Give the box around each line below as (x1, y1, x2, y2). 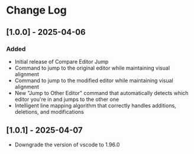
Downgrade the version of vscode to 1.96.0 (14, 141, 120, 148)
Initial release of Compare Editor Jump (14, 58, 109, 65)
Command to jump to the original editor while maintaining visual (14, 64, 170, 71)
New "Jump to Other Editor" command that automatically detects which (14, 89, 189, 96)
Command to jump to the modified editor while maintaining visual (14, 77, 173, 84)
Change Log (6, 4, 67, 17)
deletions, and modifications (14, 108, 84, 115)
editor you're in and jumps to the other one (14, 96, 119, 103)
